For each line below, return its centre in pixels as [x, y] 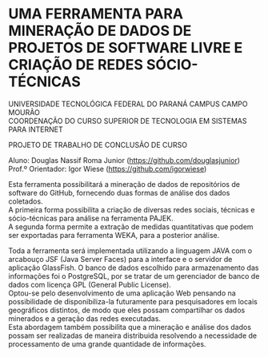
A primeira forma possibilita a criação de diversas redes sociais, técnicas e [132, 209]
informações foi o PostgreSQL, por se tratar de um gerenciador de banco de [134, 276]
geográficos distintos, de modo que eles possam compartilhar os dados [127, 310]
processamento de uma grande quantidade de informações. [107, 343]
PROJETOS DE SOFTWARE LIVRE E [126, 48]
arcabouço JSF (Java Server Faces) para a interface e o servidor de [120, 259]
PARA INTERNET [36, 129]
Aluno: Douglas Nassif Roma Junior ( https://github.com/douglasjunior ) [124, 160]
